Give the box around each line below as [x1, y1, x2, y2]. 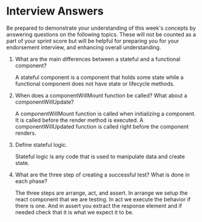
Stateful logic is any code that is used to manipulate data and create [15, 153, 185, 160]
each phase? [15, 177, 47, 184]
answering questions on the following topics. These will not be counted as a [6, 30, 196, 38]
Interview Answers [6, 4, 104, 18]
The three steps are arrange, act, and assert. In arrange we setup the [15, 189, 188, 197]
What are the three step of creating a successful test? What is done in [15, 171, 190, 178]
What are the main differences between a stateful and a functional [15, 55, 181, 62]
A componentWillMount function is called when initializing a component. [15, 110, 196, 117]
